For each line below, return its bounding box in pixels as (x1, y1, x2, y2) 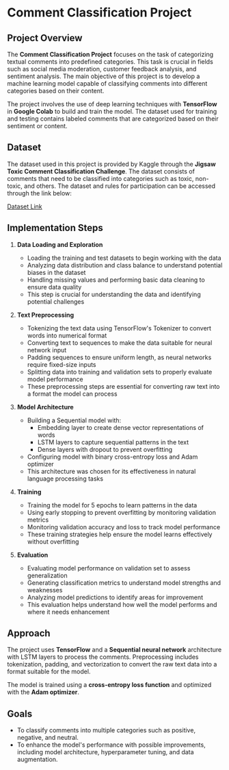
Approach (7, 627, 51, 639)
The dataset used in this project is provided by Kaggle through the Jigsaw (7, 160, 217, 168)
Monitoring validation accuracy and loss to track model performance (27, 522, 221, 531)
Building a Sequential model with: (27, 416, 122, 424)
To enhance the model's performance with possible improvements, (16, 741, 206, 749)
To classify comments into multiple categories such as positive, (16, 726, 196, 734)
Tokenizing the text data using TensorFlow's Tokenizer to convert (27, 324, 212, 332)
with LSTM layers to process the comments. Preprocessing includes (7, 653, 199, 661)
